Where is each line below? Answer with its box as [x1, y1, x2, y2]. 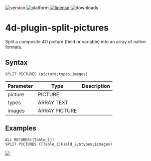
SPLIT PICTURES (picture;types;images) [5, 71, 88, 77]
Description [81, 82, 111, 89]
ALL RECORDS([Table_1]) [5, 137, 55, 142]
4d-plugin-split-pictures [5, 22, 109, 33]
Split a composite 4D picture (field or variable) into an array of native [5, 38, 146, 44]
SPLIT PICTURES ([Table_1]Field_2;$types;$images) [5, 142, 113, 147]
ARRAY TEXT [37, 99, 69, 106]
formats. [5, 44, 22, 50]
